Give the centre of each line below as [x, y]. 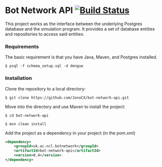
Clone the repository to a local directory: [45, 89]
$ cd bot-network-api [27, 115]
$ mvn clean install [26, 124]
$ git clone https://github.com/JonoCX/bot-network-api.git [67, 98]
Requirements [22, 46]
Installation [19, 78]
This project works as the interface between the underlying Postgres [73, 24]
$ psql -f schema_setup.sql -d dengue [44, 66]
